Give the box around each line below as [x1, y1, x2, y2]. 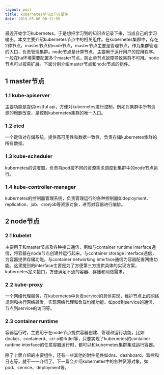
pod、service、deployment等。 [5, 365, 69, 371]
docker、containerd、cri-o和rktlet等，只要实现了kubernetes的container [5, 336, 151, 342]
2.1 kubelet [5, 232, 32, 239]
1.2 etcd [5, 122, 25, 129]
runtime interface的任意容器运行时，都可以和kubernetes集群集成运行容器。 [5, 342, 158, 348]
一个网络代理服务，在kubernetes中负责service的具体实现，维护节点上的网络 [5, 293, 160, 299]
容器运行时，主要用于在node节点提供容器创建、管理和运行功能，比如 [5, 330, 145, 336]
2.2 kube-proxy [5, 281, 43, 288]
